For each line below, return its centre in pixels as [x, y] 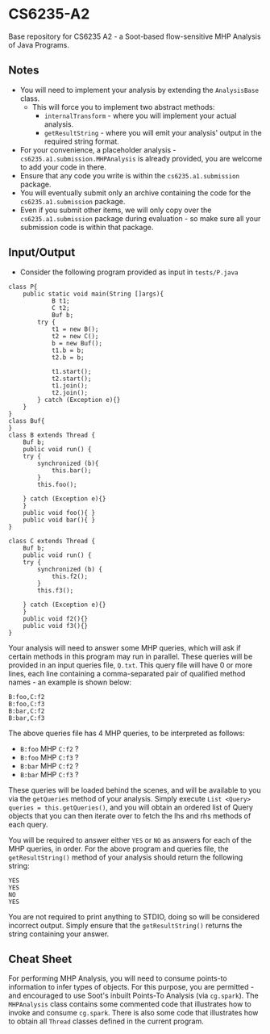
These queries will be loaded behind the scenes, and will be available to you [135, 790]
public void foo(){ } [59, 513]
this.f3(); [56, 590]
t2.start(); [71, 379]
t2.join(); [70, 392]
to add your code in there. [63, 167]
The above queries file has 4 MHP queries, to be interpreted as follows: [127, 733]
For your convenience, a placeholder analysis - [98, 149]
